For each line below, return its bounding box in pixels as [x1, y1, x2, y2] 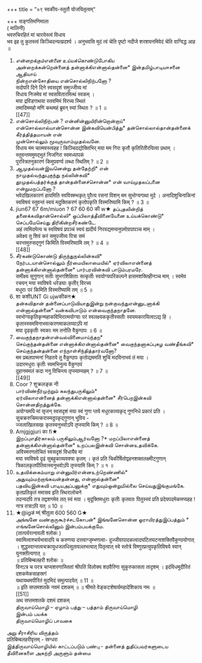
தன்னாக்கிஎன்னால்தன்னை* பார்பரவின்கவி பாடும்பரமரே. [15, 266, 143, 273]
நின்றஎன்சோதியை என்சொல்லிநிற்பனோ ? [15, 77, 112, 84]
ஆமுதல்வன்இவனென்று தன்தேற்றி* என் [15, 165, 109, 171]
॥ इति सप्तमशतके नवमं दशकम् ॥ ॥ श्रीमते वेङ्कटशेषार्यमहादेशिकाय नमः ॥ [15, 584, 156, 591]
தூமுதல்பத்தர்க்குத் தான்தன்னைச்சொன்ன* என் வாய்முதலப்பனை [15, 178, 161, 185]
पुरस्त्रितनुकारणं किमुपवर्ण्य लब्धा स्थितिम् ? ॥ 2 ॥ [15, 158, 109, 165]
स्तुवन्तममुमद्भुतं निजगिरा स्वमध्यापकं [15, 151, 85, 158]
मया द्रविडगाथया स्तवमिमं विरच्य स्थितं [15, 97, 86, 105]
